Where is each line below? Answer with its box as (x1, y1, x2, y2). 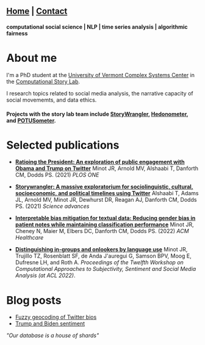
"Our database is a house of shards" (6, 332, 99, 339)
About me (6, 51, 57, 65)
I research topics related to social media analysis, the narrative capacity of (6, 89, 193, 97)
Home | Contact (6, 6, 68, 17)
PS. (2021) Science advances (15, 202, 90, 210)
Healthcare (15, 234, 44, 242)
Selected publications (6, 138, 120, 152)
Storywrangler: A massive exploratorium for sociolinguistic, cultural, (15, 183, 193, 190)
